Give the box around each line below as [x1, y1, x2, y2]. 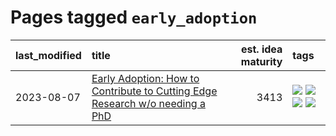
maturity [240, 54, 283, 68]
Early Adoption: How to [91, 71, 200, 85]
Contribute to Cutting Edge [91, 84, 218, 98]
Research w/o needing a [91, 96, 206, 110]
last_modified [15, 48, 82, 62]
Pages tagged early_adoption [10, 6, 258, 29]
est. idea [240, 42, 283, 56]
